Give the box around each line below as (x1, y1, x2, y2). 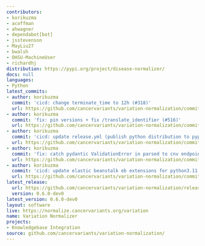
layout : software (6, 202, 51, 208)
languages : (6, 77, 34, 83)
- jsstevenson (6, 37, 43, 43)
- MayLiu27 (6, 43, 34, 49)
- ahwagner (6, 26, 34, 32)
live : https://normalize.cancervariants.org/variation (6, 208, 149, 214)
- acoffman (6, 20, 34, 26)
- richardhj (6, 60, 37, 66)
